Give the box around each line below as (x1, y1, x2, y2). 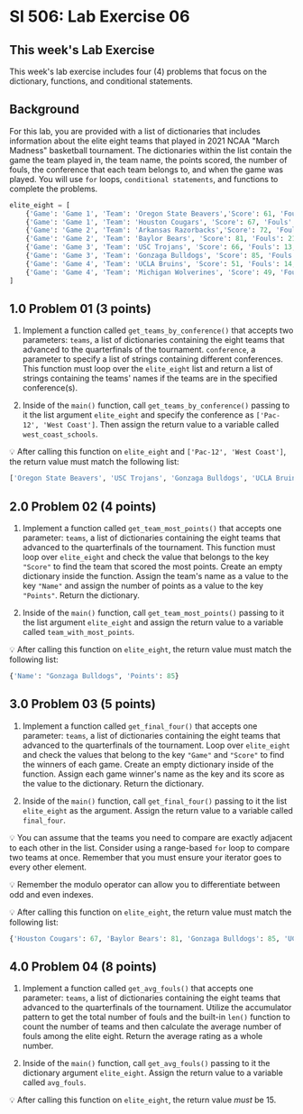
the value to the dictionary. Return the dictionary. (22, 778, 205, 788)
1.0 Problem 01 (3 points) (9, 300, 151, 317)
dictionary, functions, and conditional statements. (9, 76, 194, 87)
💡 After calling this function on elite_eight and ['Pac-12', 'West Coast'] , (9, 447, 287, 457)
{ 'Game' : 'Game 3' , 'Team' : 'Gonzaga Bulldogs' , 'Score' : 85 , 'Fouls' (25, 251, 297, 261)
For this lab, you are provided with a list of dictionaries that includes (9, 125, 262, 136)
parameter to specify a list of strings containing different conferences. (22, 354, 284, 364)
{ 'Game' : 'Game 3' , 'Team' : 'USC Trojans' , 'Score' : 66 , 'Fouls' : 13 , (25, 243, 297, 252)
